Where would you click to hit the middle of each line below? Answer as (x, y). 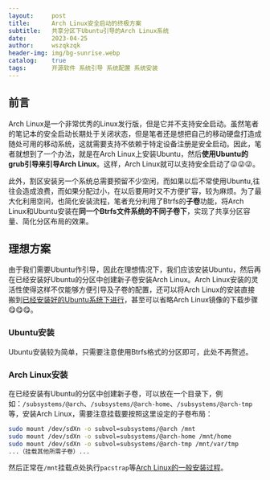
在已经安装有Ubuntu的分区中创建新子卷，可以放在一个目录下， (112, 393)
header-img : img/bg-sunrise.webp (64, 53)
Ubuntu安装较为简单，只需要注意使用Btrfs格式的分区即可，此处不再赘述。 (131, 351)
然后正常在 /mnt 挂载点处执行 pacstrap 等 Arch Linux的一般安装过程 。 (118, 468)
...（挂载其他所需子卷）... (49, 451)
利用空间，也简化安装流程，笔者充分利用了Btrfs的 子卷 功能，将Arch (133, 201)
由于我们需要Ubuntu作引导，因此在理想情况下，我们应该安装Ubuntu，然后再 (135, 269)
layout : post (37, 16)
